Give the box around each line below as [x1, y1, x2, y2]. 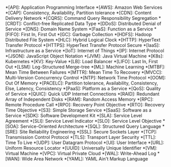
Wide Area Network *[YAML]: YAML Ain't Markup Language [21, 156, 148, 162]
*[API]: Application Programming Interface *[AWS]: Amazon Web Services [5, 5, 162, 10]
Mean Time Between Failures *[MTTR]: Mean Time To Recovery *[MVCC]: [5, 69, 162, 75]
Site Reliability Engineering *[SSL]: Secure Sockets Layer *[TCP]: [19, 129, 157, 134]
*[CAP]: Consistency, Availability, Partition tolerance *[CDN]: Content [5, 10, 152, 16]
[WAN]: [5, 156, 21, 162]
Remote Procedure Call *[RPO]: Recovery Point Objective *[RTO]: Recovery [5, 102, 165, 107]
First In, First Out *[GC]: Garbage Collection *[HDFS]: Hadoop [21, 32, 152, 37]
